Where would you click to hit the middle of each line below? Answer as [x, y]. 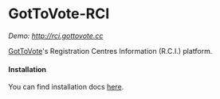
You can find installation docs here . [66, 87]
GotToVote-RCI [59, 14]
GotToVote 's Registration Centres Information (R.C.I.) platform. [110, 51]
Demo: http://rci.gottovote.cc [56, 36]
